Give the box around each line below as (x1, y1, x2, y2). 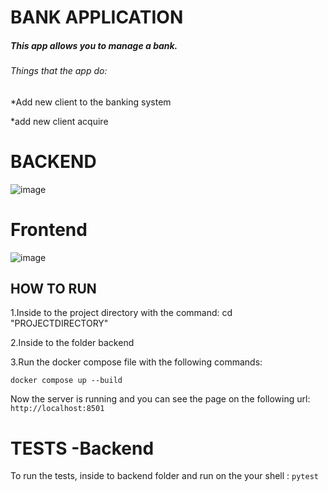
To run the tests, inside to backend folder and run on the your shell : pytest (10, 470, 319, 482)
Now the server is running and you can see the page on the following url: (10, 393, 311, 405)
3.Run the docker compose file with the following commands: (10, 356, 263, 368)
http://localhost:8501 (10, 404, 105, 414)
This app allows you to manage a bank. (10, 39, 178, 51)
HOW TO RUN (10, 281, 97, 298)
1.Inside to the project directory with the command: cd (10, 307, 233, 319)
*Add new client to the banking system (10, 96, 172, 108)
